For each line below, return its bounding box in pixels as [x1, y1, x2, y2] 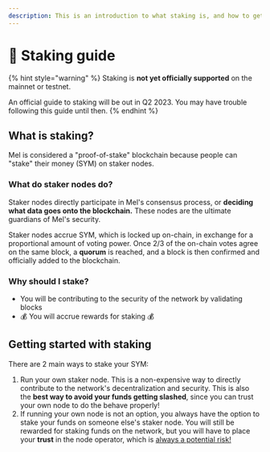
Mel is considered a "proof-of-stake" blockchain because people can [8, 150, 238, 160]
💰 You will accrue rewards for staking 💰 [19, 311, 155, 321]
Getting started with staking [8, 338, 152, 351]
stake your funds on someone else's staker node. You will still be [19, 417, 235, 427]
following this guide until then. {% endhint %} [8, 105, 159, 115]
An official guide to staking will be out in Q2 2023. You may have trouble [8, 97, 247, 107]
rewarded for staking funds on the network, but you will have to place [19, 425, 251, 435]
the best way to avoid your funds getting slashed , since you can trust [19, 392, 254, 401]
